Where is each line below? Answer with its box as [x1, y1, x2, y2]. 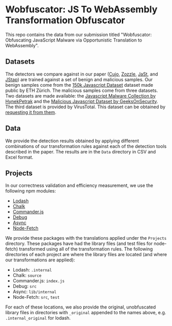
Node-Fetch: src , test [12, 294, 60, 300]
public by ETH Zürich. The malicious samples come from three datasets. [5, 87, 158, 93]
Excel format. [5, 154, 33, 160]
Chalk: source [12, 272, 42, 278]
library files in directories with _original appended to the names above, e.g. [5, 310, 166, 316]
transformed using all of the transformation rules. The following [18, 246, 153, 252]
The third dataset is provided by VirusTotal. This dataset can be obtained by [5, 104, 166, 110]
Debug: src [12, 283, 37, 290]
